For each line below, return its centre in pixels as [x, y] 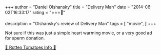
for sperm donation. [25, 38]
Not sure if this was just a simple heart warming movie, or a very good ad [79, 33]
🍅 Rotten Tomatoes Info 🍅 [30, 47]
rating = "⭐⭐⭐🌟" [49, 12]
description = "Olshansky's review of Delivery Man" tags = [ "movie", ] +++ [81, 23]
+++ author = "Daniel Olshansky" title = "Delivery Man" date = [68, 7]
